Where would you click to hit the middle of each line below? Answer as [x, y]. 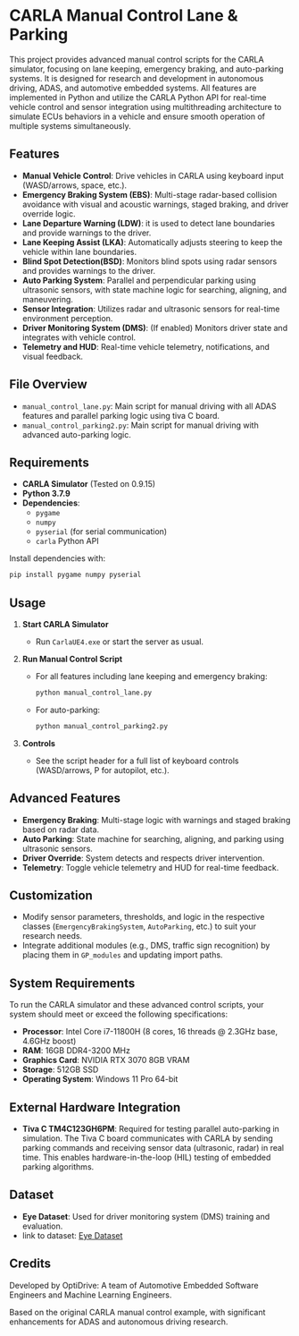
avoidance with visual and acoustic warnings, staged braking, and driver [155, 204]
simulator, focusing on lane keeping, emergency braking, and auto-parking [146, 69]
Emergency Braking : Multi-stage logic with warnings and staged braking [156, 820]
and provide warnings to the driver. [87, 233]
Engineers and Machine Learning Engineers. [91, 1295]
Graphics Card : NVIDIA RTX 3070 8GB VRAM [106, 1060]
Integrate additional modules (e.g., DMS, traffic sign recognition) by [146, 946]
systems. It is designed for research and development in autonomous [137, 78]
